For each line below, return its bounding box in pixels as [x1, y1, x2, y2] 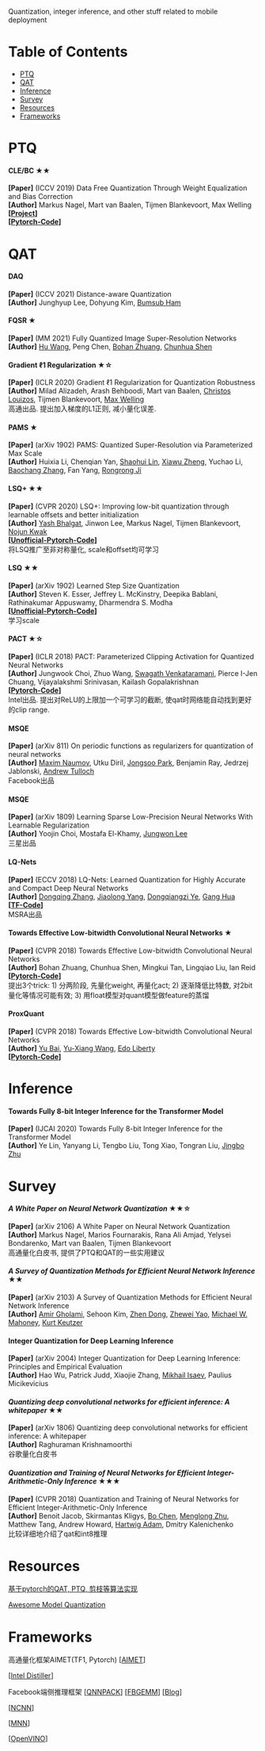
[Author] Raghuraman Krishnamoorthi [8, 1440, 133, 1450]
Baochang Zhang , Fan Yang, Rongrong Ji [8, 466, 142, 475]
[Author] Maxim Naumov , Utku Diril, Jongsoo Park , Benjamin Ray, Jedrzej [8, 758, 249, 768]
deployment [8, 15, 47, 25]
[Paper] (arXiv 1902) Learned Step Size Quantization [8, 581, 180, 590]
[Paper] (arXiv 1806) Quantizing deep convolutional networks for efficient [8, 1423, 248, 1433]
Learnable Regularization [8, 820, 89, 830]
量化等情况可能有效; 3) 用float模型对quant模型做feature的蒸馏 [8, 990, 210, 1000]
